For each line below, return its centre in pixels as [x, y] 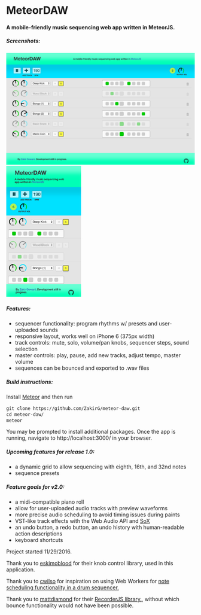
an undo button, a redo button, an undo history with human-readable [99, 527]
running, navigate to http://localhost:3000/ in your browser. [79, 438]
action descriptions [39, 534]
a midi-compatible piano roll [49, 502]
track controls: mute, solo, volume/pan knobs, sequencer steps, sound [102, 343]
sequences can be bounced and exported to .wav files [82, 368]
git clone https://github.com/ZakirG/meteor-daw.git [73, 409]
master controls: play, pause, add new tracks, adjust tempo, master [98, 355]
